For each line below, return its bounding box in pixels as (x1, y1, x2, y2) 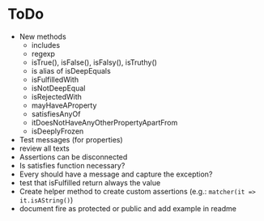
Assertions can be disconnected (19, 151, 128, 162)
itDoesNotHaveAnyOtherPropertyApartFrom (31, 117, 178, 127)
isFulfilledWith (31, 74, 79, 84)
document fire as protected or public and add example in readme (19, 203, 236, 213)
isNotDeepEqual (31, 83, 86, 93)
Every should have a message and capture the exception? (19, 169, 213, 179)
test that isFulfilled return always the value (19, 177, 161, 187)
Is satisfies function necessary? (19, 160, 126, 170)
